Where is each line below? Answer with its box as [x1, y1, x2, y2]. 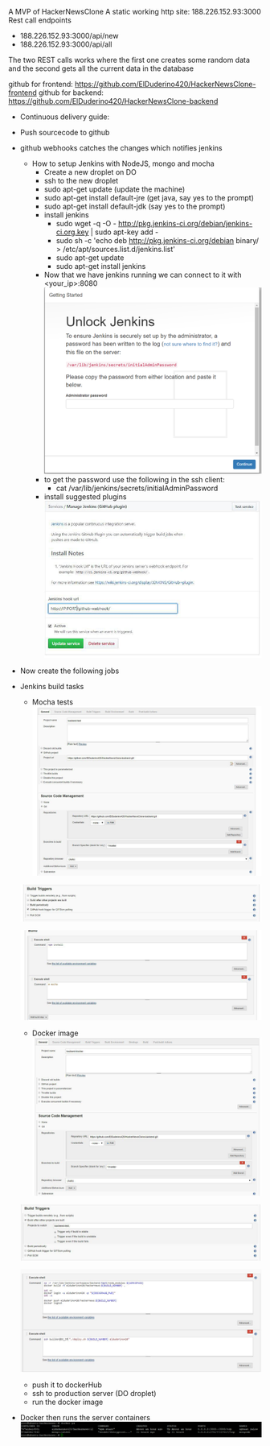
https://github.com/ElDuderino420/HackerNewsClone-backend [8, 97, 219, 105]
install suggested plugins [43, 492, 127, 502]
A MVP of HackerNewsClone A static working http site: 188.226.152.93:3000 [8, 7, 261, 16]
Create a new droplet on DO [43, 167, 137, 176]
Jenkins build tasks [19, 682, 84, 692]
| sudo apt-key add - [90, 227, 159, 237]
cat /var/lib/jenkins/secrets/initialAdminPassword [55, 483, 219, 494]
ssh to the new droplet [43, 176, 119, 185]
